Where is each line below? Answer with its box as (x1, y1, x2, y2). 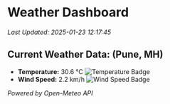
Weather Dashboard (7, 4, 129, 21)
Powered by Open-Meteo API (7, 88, 94, 97)
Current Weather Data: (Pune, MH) (7, 48, 164, 61)
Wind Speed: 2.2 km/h (17, 75, 85, 83)
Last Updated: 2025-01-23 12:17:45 (7, 28, 112, 36)
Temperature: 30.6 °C (17, 67, 83, 76)
